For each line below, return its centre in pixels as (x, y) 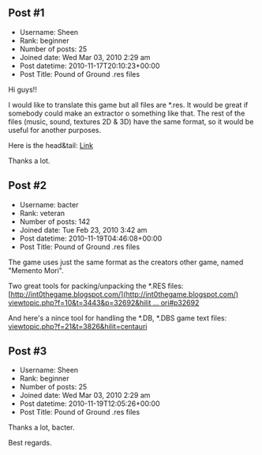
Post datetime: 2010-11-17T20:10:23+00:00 (90, 66)
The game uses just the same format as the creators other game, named (126, 262)
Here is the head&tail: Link (51, 145)
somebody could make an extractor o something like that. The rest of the (127, 113)
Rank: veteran (42, 213)
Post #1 (26, 13)
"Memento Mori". (36, 270)
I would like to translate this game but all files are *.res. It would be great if (128, 104)
